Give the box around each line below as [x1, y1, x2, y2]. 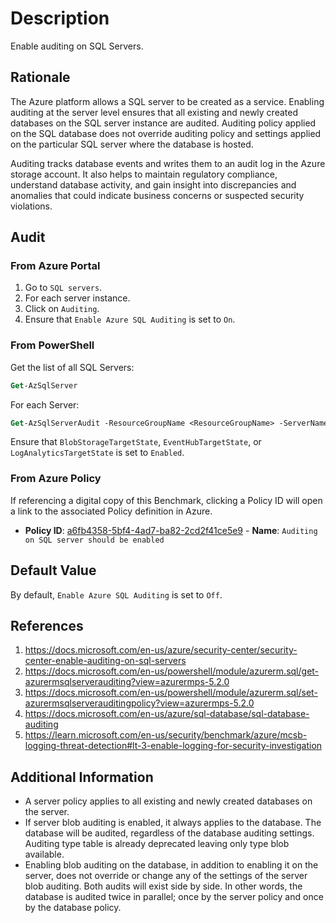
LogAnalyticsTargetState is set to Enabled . [10, 447, 185, 459]
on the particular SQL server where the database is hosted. [10, 138, 254, 150]
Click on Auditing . [24, 303, 100, 315]
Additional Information [10, 768, 154, 786]
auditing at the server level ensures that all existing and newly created [10, 106, 298, 118]
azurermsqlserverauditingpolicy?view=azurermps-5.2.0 [24, 697, 255, 709]
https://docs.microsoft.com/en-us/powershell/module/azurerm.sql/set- [24, 687, 318, 699]
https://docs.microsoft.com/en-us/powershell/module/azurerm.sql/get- [24, 665, 320, 677]
